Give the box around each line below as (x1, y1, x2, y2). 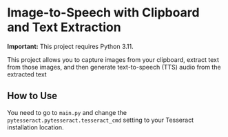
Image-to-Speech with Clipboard (7, 5, 200, 21)
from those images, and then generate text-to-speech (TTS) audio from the (7, 63, 222, 71)
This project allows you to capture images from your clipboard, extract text (7, 55, 219, 63)
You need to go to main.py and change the (7, 108, 127, 116)
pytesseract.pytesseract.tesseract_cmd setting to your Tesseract (7, 116, 194, 124)
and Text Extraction (7, 19, 122, 35)
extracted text (7, 70, 47, 78)
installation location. (7, 123, 64, 131)
